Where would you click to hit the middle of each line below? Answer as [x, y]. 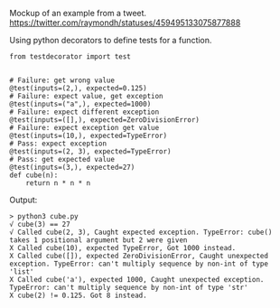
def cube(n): [34, 175]
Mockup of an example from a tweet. [78, 13]
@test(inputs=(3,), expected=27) [72, 167]
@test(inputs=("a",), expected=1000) [80, 104]
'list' [22, 272]
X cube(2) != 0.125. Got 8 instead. [78, 295]
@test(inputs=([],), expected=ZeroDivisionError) [105, 120]
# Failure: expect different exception [84, 112]
